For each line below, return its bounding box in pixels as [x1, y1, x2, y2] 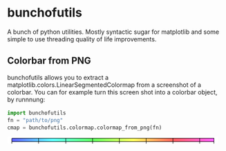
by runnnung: [7, 95, 46, 103]
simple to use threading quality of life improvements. [7, 34, 157, 43]
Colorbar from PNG [7, 55, 91, 67]
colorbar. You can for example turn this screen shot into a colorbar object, [7, 88, 218, 96]
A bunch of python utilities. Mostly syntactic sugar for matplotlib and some [7, 28, 220, 36]
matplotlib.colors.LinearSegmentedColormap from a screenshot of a [7, 81, 202, 89]
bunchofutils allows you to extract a [7, 73, 109, 81]
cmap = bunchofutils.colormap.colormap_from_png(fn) [7, 124, 162, 131]
